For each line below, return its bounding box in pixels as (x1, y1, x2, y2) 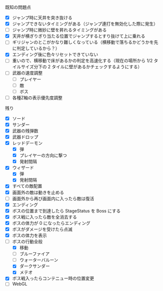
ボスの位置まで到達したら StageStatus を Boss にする (12, 208, 121, 213)
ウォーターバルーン (19, 257, 58, 263)
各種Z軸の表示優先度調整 (12, 95, 63, 101)
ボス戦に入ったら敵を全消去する (12, 214, 77, 220)
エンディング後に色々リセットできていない (12, 52, 98, 57)
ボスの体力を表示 (12, 232, 47, 238)
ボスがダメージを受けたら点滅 (12, 226, 73, 232)
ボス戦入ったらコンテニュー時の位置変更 (12, 275, 94, 281)
